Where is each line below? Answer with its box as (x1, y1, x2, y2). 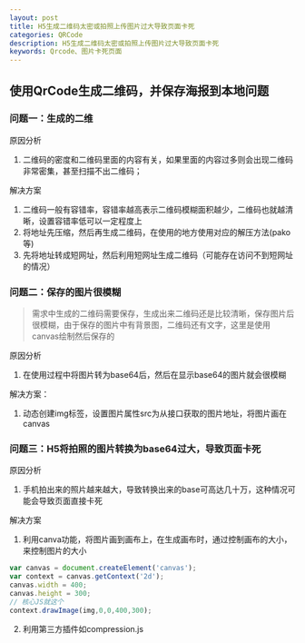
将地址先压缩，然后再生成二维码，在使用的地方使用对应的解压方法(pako (22, 226, 291, 237)
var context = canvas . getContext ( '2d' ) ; (9, 572, 165, 581)
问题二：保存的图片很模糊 (9, 285, 122, 298)
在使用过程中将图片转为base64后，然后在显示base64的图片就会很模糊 (22, 370, 287, 381)
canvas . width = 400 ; (9, 580, 88, 590)
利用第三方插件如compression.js (22, 623, 143, 634)
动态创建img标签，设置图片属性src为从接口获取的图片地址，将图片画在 (22, 408, 288, 419)
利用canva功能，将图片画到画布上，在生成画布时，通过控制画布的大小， (22, 534, 292, 545)
